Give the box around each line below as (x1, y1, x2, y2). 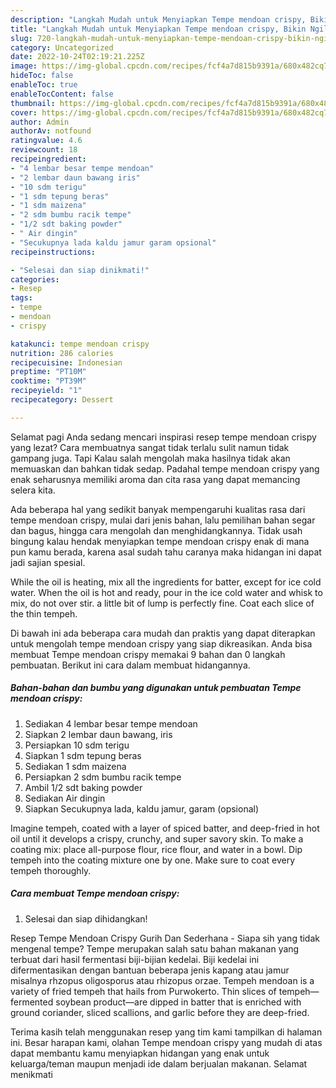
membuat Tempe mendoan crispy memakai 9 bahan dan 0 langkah (10, 648, 286, 660)
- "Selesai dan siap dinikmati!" (10, 265, 150, 275)
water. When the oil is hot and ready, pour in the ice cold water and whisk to (10, 586, 323, 598)
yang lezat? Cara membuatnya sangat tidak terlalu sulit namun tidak (10, 441, 290, 453)
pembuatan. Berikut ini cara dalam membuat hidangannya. (10, 659, 251, 671)
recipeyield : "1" (10, 386, 83, 396)
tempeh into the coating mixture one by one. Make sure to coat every (10, 854, 296, 866)
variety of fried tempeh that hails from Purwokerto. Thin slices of (10, 985, 277, 997)
